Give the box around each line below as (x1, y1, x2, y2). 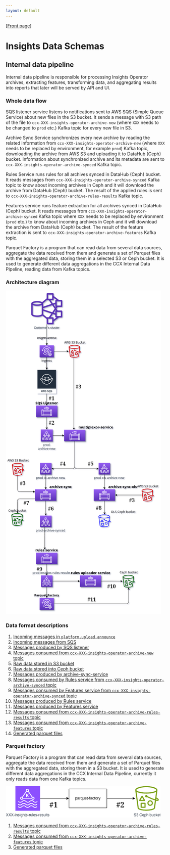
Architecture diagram (6, 279, 60, 286)
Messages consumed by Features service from (13, 687, 111, 693)
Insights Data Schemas (6, 40, 105, 52)
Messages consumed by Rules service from (13, 677, 105, 683)
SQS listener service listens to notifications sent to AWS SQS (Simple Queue (6, 109, 164, 115)
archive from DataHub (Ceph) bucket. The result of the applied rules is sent (6, 187, 162, 193)
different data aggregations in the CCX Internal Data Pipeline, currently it (6, 770, 156, 776)
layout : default (6, 8, 40, 13)
